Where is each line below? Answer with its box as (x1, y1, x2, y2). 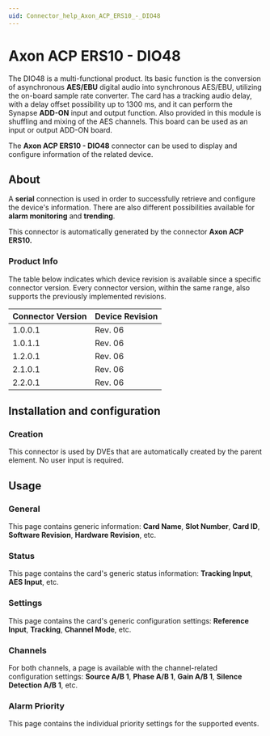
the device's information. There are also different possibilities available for (8, 203, 255, 213)
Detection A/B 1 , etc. (8, 680, 78, 690)
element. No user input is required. (8, 455, 124, 465)
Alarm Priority (8, 700, 65, 712)
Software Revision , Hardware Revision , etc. (8, 531, 157, 540)
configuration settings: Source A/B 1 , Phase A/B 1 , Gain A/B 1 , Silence (8, 671, 243, 681)
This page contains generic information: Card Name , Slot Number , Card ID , (8, 522, 260, 531)
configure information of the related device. (8, 149, 154, 159)
